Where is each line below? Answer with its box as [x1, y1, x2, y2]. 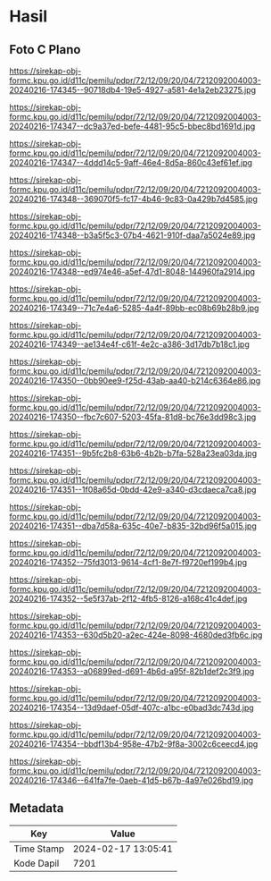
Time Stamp [13, 843, 65, 855]
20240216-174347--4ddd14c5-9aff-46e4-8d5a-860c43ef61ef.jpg [9, 157, 252, 167]
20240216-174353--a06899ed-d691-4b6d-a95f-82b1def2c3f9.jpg [9, 666, 255, 676]
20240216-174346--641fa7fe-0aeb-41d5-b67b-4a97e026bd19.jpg [9, 775, 254, 785]
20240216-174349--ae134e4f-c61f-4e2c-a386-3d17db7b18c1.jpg [9, 339, 250, 350]
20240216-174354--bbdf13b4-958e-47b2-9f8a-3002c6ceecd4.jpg [9, 739, 259, 749]
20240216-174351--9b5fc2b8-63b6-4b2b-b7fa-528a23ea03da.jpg [9, 448, 257, 458]
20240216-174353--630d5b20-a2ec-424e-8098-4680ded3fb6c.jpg [9, 630, 263, 640]
